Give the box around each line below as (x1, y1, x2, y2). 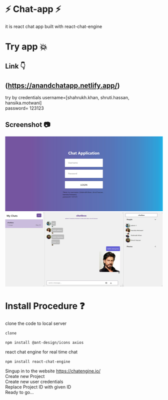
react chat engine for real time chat (5, 349, 78, 355)
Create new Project (5, 373, 45, 379)
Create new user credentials (5, 378, 63, 384)
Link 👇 (5, 62, 26, 70)
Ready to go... (5, 389, 34, 395)
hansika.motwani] (5, 100, 42, 106)
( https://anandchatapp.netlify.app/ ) (5, 81, 120, 90)
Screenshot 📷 (5, 120, 51, 129)
